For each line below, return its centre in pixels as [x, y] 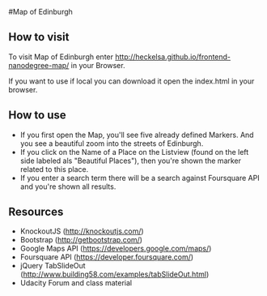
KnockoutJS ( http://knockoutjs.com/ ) [82, 231]
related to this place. [54, 169]
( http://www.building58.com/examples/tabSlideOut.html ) [114, 274]
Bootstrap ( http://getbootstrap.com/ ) [81, 240]
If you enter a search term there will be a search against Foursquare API [140, 178]
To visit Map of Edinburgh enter [61, 57]
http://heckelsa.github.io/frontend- [173, 57]
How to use [37, 116]
